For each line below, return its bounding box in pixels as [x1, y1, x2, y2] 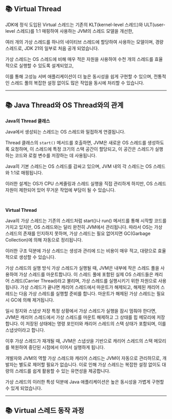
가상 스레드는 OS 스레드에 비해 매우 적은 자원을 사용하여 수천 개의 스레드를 [5, 56, 154, 62]
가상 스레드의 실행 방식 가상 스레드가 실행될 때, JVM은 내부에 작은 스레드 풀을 [5, 264, 160, 271]
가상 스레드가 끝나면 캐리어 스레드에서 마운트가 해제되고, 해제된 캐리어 [20, 284, 160, 290]
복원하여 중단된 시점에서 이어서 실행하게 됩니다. [10, 344, 105, 350]
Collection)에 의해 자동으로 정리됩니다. [5, 236, 83, 242]
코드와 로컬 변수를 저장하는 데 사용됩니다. [14, 152, 97, 158]
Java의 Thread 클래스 [5, 118, 50, 124]
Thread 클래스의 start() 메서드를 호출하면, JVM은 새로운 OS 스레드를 [5, 139, 147, 145]
